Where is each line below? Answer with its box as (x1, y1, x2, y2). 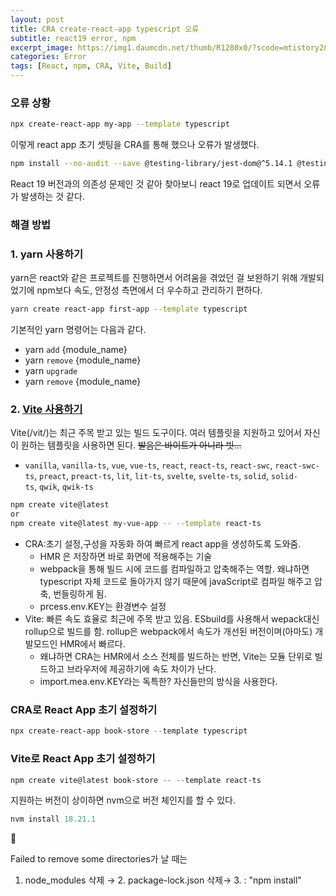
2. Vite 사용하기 (10, 402, 83, 416)
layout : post (10, 14, 65, 25)
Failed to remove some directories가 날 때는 (10, 853, 188, 865)
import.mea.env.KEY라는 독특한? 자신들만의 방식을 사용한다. (39, 676, 278, 688)
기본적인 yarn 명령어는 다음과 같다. (10, 324, 147, 336)
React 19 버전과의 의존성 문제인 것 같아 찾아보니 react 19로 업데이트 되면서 (10, 178, 302, 190)
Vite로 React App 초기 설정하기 (10, 752, 156, 766)
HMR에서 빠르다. (59, 638, 126, 650)
